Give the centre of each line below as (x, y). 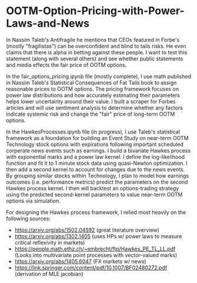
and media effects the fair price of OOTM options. (66, 65)
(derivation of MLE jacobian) (49, 274)
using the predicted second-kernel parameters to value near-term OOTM (94, 194)
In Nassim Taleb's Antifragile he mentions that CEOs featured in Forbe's (93, 40)
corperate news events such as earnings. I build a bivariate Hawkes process (98, 150)
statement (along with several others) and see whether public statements (95, 58)
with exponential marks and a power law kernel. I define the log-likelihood (96, 157)
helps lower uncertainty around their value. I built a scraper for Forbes (91, 101)
